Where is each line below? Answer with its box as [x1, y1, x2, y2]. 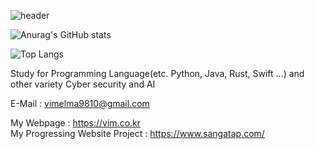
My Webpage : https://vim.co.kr [10, 117, 142, 129]
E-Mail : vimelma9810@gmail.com [10, 98, 150, 109]
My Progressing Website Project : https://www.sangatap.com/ [10, 128, 265, 139]
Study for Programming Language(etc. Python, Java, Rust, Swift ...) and [10, 68, 305, 79]
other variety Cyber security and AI [10, 78, 156, 90]
